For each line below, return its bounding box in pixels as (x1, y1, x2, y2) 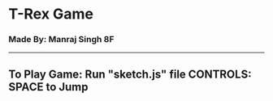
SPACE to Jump (8, 80, 89, 94)
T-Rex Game (8, 5, 93, 23)
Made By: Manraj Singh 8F (8, 34, 115, 45)
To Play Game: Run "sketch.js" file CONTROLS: (8, 67, 252, 81)
